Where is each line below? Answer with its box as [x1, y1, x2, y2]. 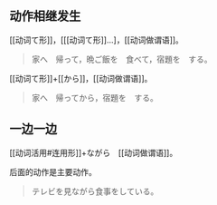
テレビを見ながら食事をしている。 [31, 185, 159, 197]
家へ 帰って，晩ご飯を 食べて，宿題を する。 [31, 54, 212, 64]
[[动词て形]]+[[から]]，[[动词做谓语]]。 [9, 73, 153, 83]
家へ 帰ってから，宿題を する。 [31, 92, 158, 102]
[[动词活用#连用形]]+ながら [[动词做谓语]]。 [9, 147, 178, 158]
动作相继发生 [9, 8, 81, 24]
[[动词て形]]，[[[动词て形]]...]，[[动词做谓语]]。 [9, 34, 184, 45]
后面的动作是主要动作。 [9, 166, 97, 177]
